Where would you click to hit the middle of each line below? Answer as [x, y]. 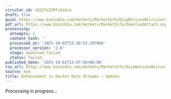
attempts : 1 [23, 34]
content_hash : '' [28, 39]
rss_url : [15, 67]
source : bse [18, 72]
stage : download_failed [35, 53]
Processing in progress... [31, 91]
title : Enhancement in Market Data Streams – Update [62, 77]
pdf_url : [15, 24]
